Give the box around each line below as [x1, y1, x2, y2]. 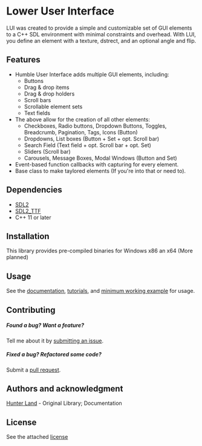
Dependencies [6, 185, 62, 195]
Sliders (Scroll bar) [24, 148, 71, 155]
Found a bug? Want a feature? [6, 322, 85, 329]
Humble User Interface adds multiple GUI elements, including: [15, 71, 169, 78]
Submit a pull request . [6, 366, 61, 373]
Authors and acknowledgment [6, 383, 123, 394]
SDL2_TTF [15, 207, 41, 214]
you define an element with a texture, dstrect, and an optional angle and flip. [6, 37, 197, 44]
